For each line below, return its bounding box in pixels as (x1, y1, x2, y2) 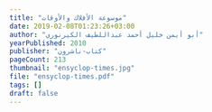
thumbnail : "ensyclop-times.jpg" (9, 64, 135, 73)
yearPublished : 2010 (9, 38, 88, 48)
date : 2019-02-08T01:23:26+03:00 (9, 22, 135, 31)
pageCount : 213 (9, 55, 67, 64)
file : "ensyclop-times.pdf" (9, 72, 115, 81)
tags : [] (9, 80, 42, 89)
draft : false (9, 89, 59, 98)
